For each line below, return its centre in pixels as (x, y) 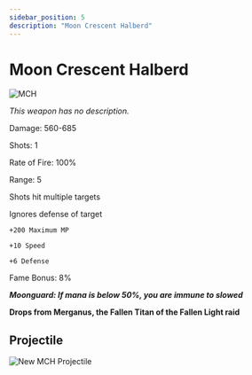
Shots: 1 (24, 145)
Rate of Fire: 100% (43, 163)
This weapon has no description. (70, 111)
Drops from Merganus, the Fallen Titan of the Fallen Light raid (125, 312)
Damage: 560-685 (43, 129)
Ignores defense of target (56, 215)
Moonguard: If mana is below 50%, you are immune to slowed (126, 295)
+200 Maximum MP (39, 230)
